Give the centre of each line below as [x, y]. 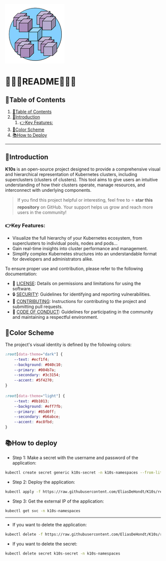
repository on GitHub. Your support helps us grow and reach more [85, 207]
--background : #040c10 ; [39, 365]
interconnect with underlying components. [48, 190]
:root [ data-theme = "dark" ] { [34, 354]
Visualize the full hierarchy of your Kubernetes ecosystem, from [77, 238]
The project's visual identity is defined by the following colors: [68, 345]
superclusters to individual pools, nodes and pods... [65, 243]
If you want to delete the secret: [45, 544]
